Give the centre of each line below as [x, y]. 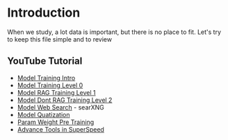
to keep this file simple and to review [60, 39]
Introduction [44, 13]
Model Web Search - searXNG [60, 107]
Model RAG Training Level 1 [56, 92]
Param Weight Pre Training [56, 122]
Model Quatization [43, 114]
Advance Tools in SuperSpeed [60, 129]
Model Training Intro [46, 78]
